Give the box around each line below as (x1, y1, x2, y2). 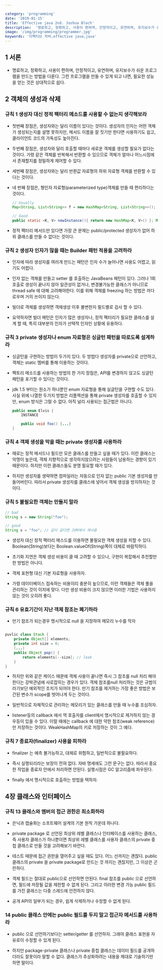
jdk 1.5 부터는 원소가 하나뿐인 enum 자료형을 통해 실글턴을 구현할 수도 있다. (12, 386, 155, 392)
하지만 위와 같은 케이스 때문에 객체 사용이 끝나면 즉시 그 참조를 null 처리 (12, 673, 147, 679)
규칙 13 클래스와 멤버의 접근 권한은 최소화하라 (5, 808, 104, 815)
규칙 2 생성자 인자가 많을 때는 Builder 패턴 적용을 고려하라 (5, 247, 132, 254)
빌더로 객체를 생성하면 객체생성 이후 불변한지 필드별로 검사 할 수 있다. (12, 304, 143, 310)
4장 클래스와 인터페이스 (5, 792, 71, 801)
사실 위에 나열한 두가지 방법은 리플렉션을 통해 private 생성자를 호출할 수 (12, 392, 148, 398)
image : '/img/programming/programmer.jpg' (5, 30, 92, 35)
